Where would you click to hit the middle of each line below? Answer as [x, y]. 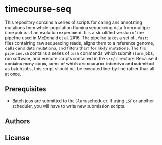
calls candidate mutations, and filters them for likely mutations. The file [76, 48]
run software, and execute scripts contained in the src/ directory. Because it [81, 58]
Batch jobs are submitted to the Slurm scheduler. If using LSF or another [83, 101]
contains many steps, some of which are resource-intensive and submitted [80, 64]
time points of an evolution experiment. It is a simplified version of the [74, 32]
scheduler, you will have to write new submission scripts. [69, 106]
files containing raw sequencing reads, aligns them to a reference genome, [80, 43]
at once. [13, 74]
